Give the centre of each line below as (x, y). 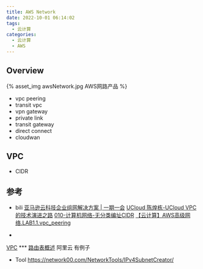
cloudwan (28, 137)
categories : (21, 35)
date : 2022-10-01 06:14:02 (41, 18)
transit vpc (29, 105)
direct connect (34, 131)
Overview (25, 71)
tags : (13, 23)
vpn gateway (31, 111)
